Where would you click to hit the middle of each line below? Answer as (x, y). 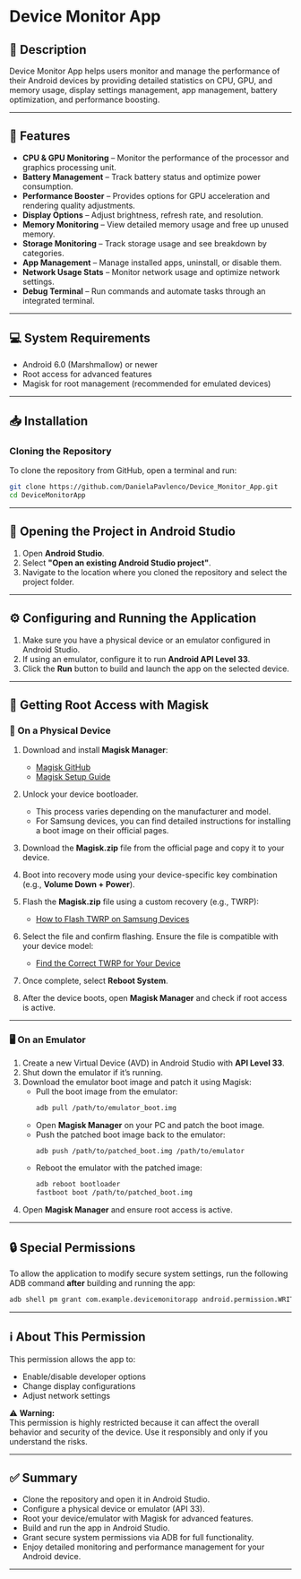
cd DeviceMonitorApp (48, 496)
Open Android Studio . (63, 553)
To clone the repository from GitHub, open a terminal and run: (123, 470)
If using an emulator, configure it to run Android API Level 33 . (136, 659)
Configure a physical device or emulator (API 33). (113, 1509)
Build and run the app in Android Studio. (96, 1528)
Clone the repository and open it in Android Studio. (116, 1499)
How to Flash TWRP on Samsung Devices (112, 919)
